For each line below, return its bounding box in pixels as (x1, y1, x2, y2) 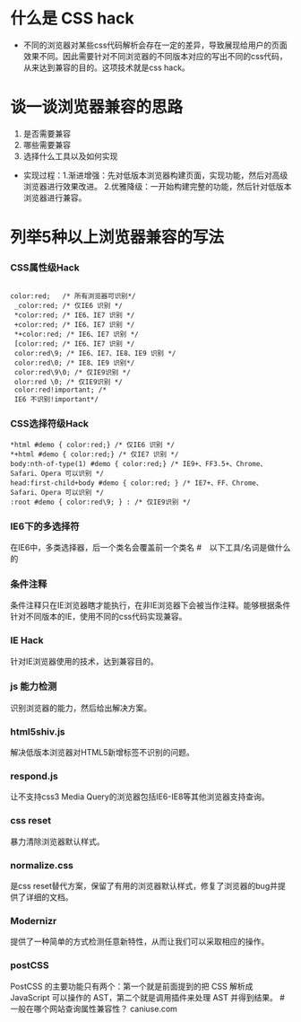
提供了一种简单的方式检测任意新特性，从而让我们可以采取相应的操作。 (10, 936, 270, 947)
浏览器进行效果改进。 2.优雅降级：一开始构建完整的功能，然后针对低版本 (22, 181, 292, 191)
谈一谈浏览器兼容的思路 (10, 97, 184, 118)
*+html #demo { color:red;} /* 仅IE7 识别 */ (10, 450, 179, 459)
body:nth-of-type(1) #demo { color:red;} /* (10, 459, 179, 468)
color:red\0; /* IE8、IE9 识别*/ (13, 358, 135, 368)
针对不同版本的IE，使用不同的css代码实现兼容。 (10, 612, 187, 622)
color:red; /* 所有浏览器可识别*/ (10, 292, 136, 301)
